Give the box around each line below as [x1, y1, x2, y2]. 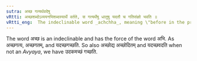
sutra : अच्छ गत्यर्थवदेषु [6, 8, 50, 15]
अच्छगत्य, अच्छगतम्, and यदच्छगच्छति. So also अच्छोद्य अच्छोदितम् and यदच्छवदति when [6, 42, 182, 49]
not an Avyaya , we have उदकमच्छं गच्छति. [6, 48, 98, 55]
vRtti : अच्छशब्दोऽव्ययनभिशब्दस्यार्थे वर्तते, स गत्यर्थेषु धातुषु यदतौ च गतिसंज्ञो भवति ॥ [6, 14, 157, 20]
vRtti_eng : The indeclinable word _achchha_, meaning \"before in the [6, 19, 185, 25]
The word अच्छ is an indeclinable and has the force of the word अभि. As [6, 35, 175, 42]
